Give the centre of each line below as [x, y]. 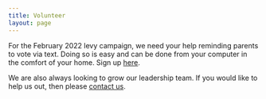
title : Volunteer [37, 15]
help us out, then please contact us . [67, 86]
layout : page [30, 23]
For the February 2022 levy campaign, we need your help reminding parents [133, 45]
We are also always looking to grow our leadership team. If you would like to [133, 78]
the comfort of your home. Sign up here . [74, 62]
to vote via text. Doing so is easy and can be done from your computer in [128, 54]
